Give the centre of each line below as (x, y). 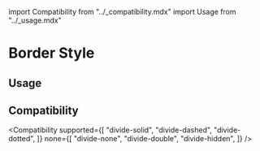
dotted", (22, 139)
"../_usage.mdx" (35, 20)
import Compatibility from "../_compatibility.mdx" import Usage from (123, 12)
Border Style (52, 53)
